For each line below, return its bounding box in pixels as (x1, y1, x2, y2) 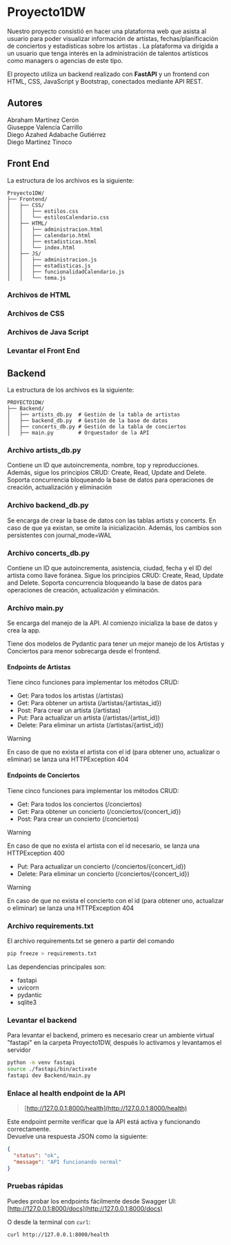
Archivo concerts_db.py (7, 548, 90, 558)
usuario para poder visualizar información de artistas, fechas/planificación (7, 34, 219, 42)
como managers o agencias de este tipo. (7, 56, 123, 64)
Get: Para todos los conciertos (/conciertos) (17, 800, 143, 808)
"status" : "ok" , (13, 1152, 60, 1159)
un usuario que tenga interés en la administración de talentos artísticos (7, 49, 209, 57)
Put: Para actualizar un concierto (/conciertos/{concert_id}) (17, 862, 186, 871)
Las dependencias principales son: (7, 963, 106, 971)
